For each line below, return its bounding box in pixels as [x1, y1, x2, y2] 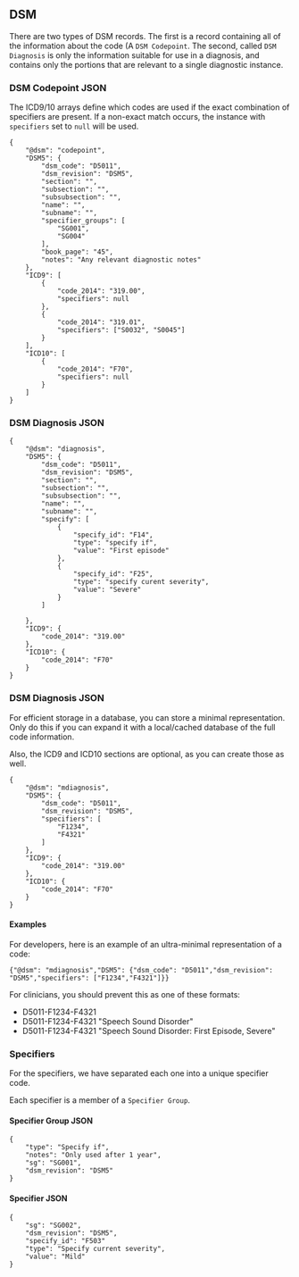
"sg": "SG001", [25, 1158, 82, 1168]
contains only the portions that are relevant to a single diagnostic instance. [9, 59, 284, 70]
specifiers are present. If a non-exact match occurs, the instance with [9, 112, 266, 122]
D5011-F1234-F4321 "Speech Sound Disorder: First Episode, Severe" [21, 1025, 276, 1036]
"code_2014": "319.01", [56, 318, 145, 327]
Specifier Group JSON [9, 1115, 94, 1126]
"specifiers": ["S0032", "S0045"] [56, 326, 186, 335]
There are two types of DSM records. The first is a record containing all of [9, 30, 281, 41]
